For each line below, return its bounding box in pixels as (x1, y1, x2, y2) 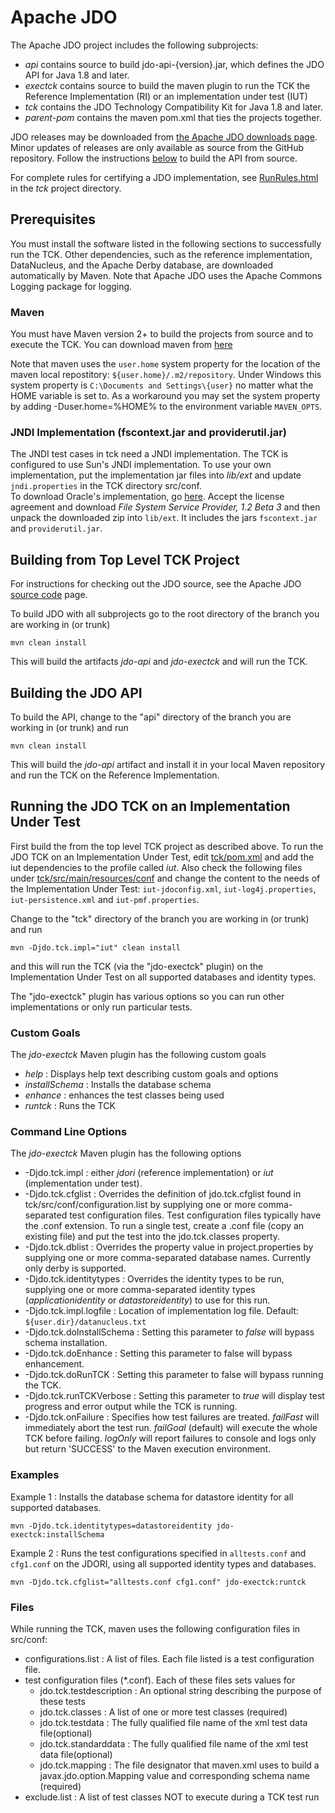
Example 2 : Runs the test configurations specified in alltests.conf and (10, 1547, 307, 1559)
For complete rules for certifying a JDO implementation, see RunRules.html (10, 171, 319, 183)
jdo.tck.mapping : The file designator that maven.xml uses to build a (39, 1759, 320, 1771)
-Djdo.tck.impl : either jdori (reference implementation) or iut (24, 1167, 274, 1179)
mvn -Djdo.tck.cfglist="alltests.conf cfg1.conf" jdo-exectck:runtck (10, 1577, 307, 1587)
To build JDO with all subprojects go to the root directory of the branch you (10, 608, 320, 620)
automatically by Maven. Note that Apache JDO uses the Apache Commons (10, 269, 323, 281)
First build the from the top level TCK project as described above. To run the (10, 840, 324, 852)
